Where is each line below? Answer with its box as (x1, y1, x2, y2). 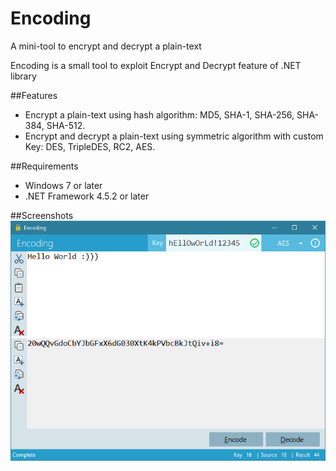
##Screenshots (10, 209, 74, 221)
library (10, 70, 37, 82)
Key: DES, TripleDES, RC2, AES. (24, 140, 156, 152)
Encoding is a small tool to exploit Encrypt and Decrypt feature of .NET (10, 59, 302, 71)
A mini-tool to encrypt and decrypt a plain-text (10, 40, 202, 52)
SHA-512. (46, 119, 86, 131)
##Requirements (10, 160, 79, 172)
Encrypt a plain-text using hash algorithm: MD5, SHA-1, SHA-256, (24, 108, 295, 121)
